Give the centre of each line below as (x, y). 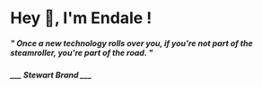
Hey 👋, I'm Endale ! (81, 18)
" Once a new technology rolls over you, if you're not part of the (132, 43)
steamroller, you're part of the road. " (82, 52)
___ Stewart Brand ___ (51, 75)
